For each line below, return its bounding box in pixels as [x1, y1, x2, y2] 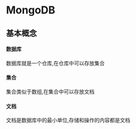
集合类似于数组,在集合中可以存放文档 [6, 88, 95, 95]
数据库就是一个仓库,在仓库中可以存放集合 [6, 60, 105, 67]
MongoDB [6, 4, 55, 17]
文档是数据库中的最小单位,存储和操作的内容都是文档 [6, 117, 131, 124]
